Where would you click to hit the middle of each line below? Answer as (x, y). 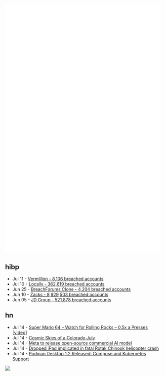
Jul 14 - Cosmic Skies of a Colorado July (54, 337)
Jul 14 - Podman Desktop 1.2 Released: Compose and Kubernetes (79, 353)
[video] (20, 332)
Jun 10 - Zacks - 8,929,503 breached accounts (60, 294)
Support (21, 359)
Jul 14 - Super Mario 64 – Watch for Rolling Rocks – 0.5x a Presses (80, 327)
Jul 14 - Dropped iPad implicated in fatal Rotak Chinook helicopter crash (85, 348)
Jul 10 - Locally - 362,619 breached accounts (58, 284)
